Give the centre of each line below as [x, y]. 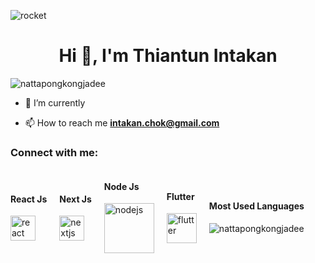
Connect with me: [54, 152]
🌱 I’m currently [55, 102]
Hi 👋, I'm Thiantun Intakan [168, 56]
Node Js [121, 186]
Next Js [75, 199]
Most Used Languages [256, 206]
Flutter [180, 196]
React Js [29, 199]
